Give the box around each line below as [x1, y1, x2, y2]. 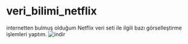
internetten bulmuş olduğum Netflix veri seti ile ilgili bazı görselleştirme [6, 24, 182, 31]
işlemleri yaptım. [6, 30, 47, 37]
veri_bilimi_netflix [6, 4, 98, 18]
